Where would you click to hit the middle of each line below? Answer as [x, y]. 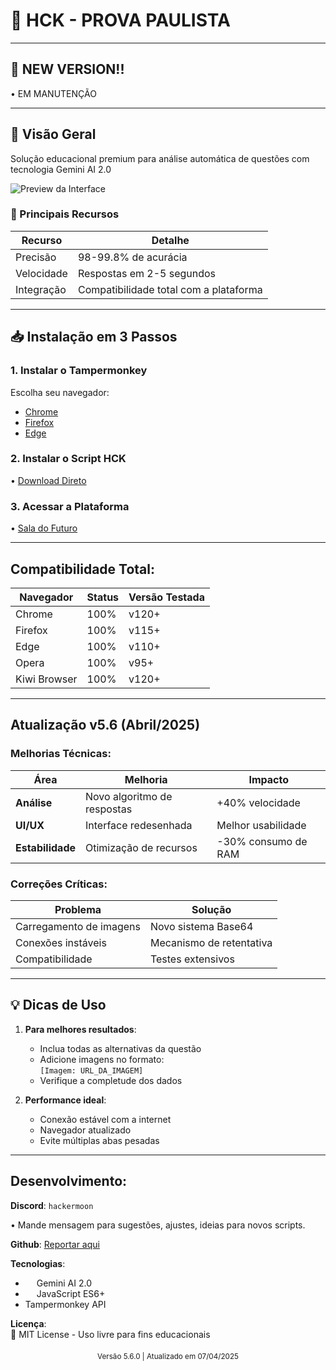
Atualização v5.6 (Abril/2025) [105, 725]
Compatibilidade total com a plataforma [170, 289]
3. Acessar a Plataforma [70, 506]
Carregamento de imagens [78, 926]
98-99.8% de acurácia [132, 257]
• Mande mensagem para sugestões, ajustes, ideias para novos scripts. [158, 1225]
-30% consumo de [262, 841]
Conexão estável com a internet [105, 1119]
